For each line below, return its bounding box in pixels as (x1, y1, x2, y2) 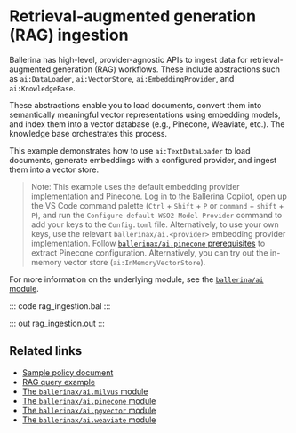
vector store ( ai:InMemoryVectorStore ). (63, 256, 206, 267)
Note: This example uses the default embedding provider (30, 181, 240, 192)
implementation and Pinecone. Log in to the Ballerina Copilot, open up (30, 191, 287, 201)
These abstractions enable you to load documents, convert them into (9, 99, 262, 110)
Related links (9, 343, 83, 358)
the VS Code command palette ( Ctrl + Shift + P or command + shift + (30, 200, 284, 210)
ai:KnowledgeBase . (9, 83, 76, 93)
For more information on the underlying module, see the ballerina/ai (9, 273, 264, 285)
